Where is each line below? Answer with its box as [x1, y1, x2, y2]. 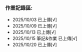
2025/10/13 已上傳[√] [12, 29, 56, 35]
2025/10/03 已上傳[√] [12, 16, 57, 23]
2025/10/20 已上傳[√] [12, 41, 57, 48]
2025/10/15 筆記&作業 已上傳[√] [12, 35, 77, 41]
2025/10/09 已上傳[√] [12, 23, 57, 29]
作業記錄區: [5, 4, 33, 11]
